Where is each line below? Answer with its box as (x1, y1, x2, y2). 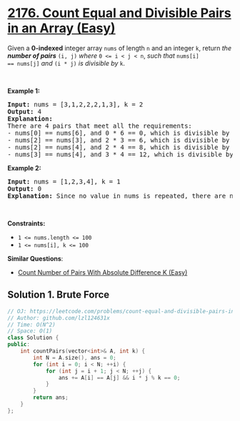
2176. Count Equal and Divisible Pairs (7, 5, 231, 21)
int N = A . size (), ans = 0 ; (33, 354, 116, 361)
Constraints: (7, 219, 46, 228)
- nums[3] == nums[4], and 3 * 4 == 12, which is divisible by (7, 150, 234, 158)
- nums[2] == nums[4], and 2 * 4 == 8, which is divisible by (7, 143, 230, 151)
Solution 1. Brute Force (7, 289, 110, 301)
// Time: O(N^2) (7, 321, 56, 328)
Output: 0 (7, 184, 41, 193)
